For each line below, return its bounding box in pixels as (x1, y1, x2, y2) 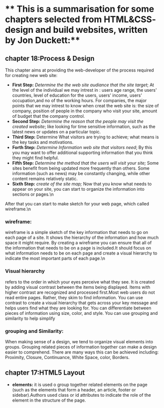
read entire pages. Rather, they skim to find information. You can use (5, 294, 143, 300)
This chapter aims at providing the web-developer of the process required (5, 67, 154, 73)
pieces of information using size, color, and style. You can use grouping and (5, 310, 158, 316)
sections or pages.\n (12, 191, 54, 197)
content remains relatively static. (12, 176, 78, 181)
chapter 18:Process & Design (5, 54, 95, 62)
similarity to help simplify (5, 315, 55, 321)
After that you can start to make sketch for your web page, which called (5, 201, 149, 206)
